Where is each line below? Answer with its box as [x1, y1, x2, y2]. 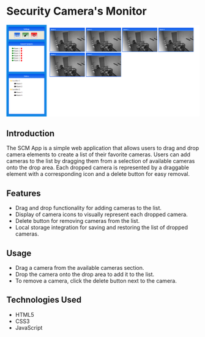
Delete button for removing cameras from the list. [15, 217, 140, 225]
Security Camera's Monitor [6, 4, 147, 18]
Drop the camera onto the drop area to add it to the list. [15, 270, 155, 278]
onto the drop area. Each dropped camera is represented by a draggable [6, 164, 190, 172]
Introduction [6, 128, 55, 139]
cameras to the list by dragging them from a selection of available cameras [6, 158, 195, 165]
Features [6, 188, 41, 198]
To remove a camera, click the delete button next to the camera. [15, 277, 177, 284]
